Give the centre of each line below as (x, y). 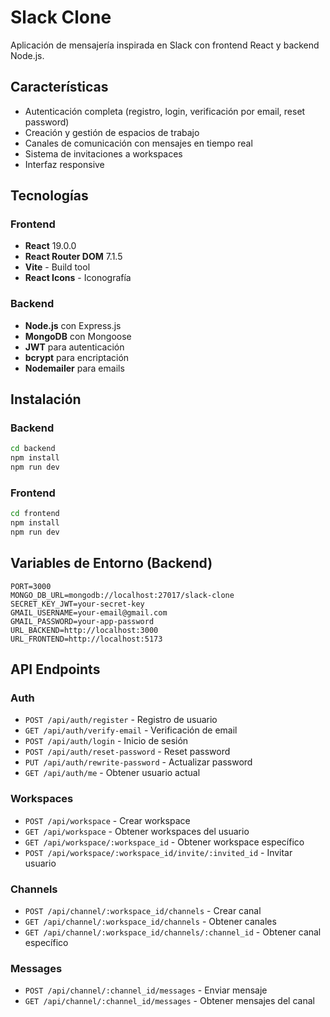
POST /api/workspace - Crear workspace (107, 820)
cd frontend (35, 514)
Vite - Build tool (57, 267)
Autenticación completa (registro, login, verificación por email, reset (165, 111)
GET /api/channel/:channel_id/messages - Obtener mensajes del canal (169, 1001)
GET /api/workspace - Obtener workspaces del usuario (137, 831)
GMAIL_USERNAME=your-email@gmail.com (89, 612)
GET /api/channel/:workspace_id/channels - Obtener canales (150, 922)
